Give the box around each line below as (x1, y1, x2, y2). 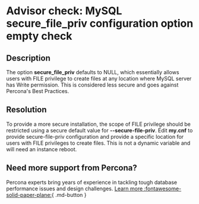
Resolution (6, 105, 47, 115)
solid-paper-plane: (6, 191, 52, 198)
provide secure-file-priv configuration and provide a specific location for (6, 133, 184, 140)
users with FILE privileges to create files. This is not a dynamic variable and (6, 139, 191, 146)
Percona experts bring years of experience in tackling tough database (6, 179, 177, 186)
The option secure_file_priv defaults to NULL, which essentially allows (6, 69, 179, 75)
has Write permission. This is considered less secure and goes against (6, 81, 179, 88)
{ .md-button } (51, 191, 87, 198)
